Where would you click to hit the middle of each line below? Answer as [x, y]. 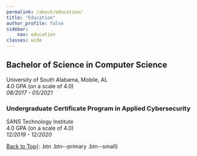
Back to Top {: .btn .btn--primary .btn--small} [62, 146]
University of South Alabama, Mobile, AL [57, 79]
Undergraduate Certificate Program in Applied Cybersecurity [98, 108]
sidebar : [17, 29]
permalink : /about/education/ [45, 12]
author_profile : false [35, 23]
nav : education [36, 35]
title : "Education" [31, 18]
